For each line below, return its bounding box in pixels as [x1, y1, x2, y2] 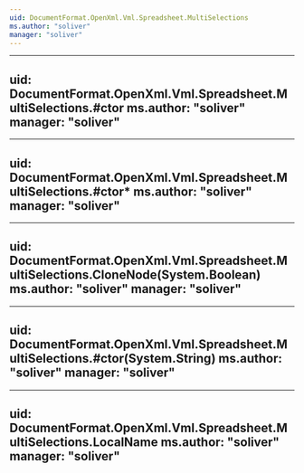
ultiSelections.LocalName [9, 435, 158, 450]
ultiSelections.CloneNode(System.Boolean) [9, 268, 261, 283]
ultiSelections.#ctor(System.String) [9, 351, 216, 366]
